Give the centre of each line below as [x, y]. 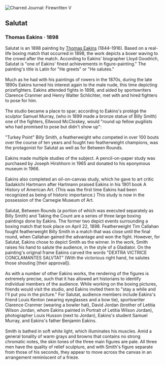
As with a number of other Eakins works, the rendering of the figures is [77, 273]
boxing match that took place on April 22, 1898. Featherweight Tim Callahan [82, 226]
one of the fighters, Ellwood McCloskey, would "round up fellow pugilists [79, 121]
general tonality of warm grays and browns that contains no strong [73, 336]
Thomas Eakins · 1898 [32, 37]
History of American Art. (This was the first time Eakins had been [71, 189]
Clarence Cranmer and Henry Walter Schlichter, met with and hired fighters [81, 95]
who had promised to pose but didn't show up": [53, 127]
